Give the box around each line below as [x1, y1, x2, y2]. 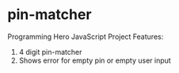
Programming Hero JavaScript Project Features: [7, 32, 164, 41]
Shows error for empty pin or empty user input [18, 56, 171, 65]
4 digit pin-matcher [18, 47, 82, 56]
